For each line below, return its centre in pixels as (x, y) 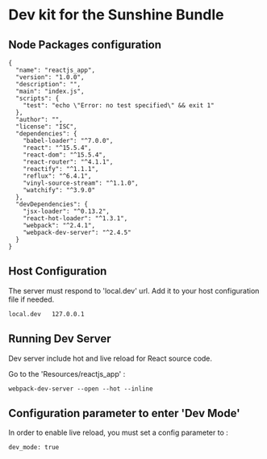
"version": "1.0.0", (50, 77)
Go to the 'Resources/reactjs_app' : (67, 373)
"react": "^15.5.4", (57, 148)
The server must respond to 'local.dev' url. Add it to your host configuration (134, 290)
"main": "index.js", (50, 91)
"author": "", (39, 119)
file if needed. (31, 299)
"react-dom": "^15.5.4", (65, 155)
